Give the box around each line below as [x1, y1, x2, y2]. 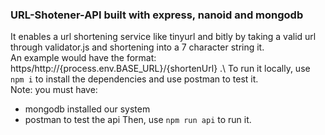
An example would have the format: [10, 52, 157, 64]
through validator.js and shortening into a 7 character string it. [10, 41, 265, 53]
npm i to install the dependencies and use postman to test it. [10, 73, 259, 85]
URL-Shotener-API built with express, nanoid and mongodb [10, 8, 304, 22]
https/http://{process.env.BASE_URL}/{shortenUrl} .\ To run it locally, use [10, 63, 311, 75]
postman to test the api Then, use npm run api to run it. [24, 114, 252, 126]
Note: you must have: [10, 84, 98, 96]
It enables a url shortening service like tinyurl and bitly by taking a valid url [10, 31, 317, 43]
